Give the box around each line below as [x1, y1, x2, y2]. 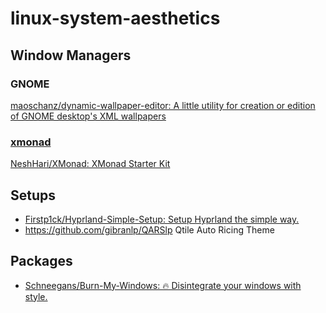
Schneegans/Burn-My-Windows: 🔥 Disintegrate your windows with [24, 279, 302, 291]
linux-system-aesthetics [10, 7, 221, 30]
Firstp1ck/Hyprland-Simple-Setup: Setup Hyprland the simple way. [24, 213, 300, 225]
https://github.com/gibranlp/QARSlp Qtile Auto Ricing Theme [24, 223, 275, 236]
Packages [10, 253, 73, 270]
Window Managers [10, 47, 132, 64]
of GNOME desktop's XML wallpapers [10, 110, 167, 122]
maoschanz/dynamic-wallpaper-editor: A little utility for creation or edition [10, 99, 316, 111]
